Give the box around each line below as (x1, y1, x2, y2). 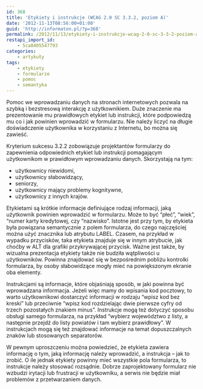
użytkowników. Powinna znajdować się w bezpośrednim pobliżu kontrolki (6, 256, 188, 263)
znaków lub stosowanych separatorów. (6, 332, 103, 339)
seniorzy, (14, 180, 38, 187)
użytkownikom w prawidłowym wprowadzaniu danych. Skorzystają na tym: (6, 155, 193, 162)
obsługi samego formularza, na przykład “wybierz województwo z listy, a (6, 313, 188, 319)
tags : (6, 59, 20, 65)
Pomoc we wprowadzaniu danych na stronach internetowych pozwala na (6, 99, 188, 106)
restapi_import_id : (6, 37, 56, 43)
